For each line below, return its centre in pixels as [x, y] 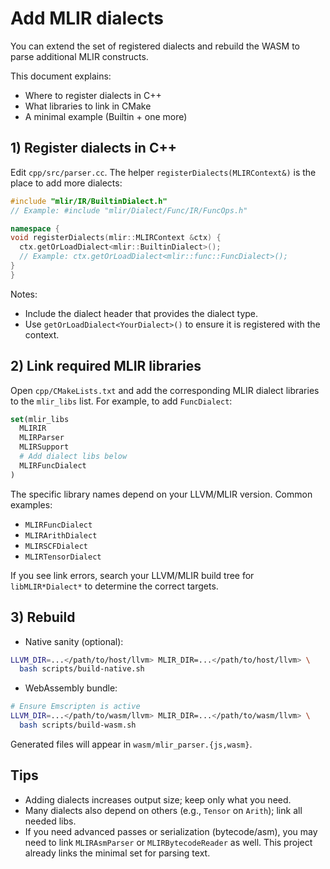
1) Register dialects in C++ [93, 148]
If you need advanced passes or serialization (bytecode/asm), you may [171, 831]
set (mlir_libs [40, 419]
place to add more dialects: [66, 183]
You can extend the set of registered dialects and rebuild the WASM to [155, 46]
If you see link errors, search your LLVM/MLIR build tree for [132, 575]
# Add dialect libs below [73, 457]
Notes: [24, 294]
